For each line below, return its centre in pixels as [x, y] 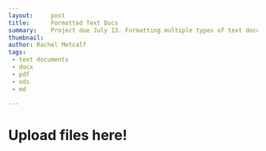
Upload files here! [68, 136]
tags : [17, 52]
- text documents [40, 60]
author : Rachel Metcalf [47, 45]
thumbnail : [26, 38]
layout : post [37, 15]
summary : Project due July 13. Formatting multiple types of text [125, 30]
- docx [23, 67]
